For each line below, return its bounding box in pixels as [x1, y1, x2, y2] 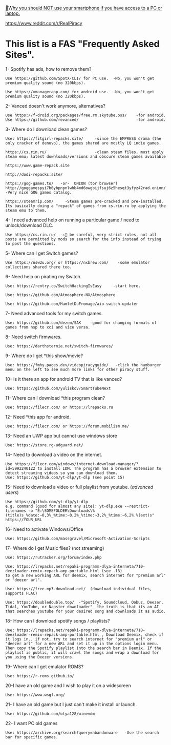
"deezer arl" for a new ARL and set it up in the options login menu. [5, 641, 159, 646]
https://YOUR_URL [5, 517, 42, 522]
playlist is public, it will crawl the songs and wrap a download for [5, 650, 159, 655]
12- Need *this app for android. [5, 413, 71, 420]
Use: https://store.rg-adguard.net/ [5, 442, 83, 448]
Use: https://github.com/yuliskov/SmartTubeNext [5, 386, 111, 391]
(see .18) [101, 568, 123, 573]
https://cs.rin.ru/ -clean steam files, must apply [5, 149, 164, 155]
